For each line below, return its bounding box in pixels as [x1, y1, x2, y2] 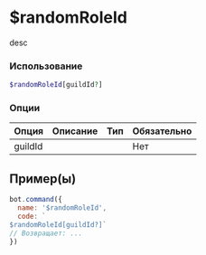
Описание [51, 125, 98, 137]
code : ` [17, 212, 47, 221]
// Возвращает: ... [9, 229, 83, 238]
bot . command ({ [9, 195, 63, 204]
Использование [9, 60, 83, 72]
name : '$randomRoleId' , [17, 203, 107, 212]
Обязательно [132, 125, 192, 137]
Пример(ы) [9, 171, 77, 186]
